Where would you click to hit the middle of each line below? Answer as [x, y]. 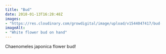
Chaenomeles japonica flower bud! [41, 46]
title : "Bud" [19, 10]
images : [13, 19]
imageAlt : [15, 28]
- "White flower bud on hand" [36, 32]
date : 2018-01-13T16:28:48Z [34, 14]
